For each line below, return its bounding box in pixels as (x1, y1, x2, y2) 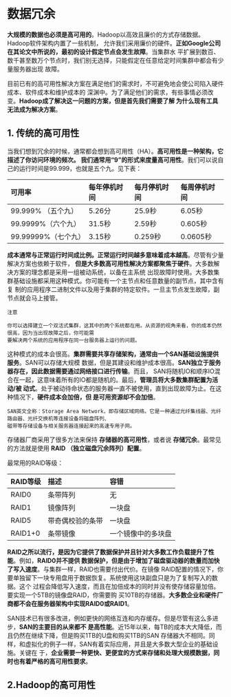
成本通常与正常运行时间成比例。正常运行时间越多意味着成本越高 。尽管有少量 (7, 251, 224, 259)
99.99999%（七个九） (10, 231, 85, 241)
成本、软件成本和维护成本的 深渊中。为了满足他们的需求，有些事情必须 (7, 87, 208, 96)
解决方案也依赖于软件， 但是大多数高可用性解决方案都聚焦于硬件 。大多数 (7, 259, 214, 267)
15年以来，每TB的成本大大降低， (123, 623, 217, 631)
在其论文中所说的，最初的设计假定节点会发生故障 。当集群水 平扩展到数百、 (7, 48, 220, 56)
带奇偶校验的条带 (47, 516, 103, 526)
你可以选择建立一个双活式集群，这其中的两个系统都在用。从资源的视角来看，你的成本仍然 (7, 322, 222, 329)
